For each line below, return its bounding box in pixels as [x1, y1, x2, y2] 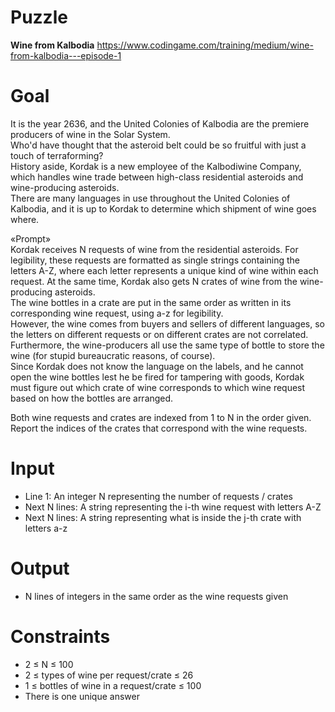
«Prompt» [10, 232, 52, 245]
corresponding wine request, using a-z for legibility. [10, 307, 224, 319]
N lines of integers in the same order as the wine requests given [24, 590, 289, 602]
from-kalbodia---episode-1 [10, 49, 122, 61]
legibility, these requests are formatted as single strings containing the [10, 254, 301, 266]
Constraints [10, 625, 111, 648]
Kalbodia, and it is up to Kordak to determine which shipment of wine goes [10, 202, 317, 215]
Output [10, 557, 70, 580]
